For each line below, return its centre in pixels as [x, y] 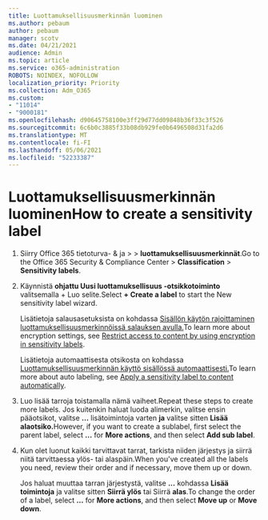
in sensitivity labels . [52, 344]
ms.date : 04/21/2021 [43, 46]
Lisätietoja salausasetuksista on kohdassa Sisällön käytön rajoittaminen [137, 319]
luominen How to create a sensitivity [131, 214]
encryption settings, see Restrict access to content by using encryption [138, 336]
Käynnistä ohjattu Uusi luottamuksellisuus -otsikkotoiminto [120, 286]
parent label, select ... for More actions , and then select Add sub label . [137, 435]
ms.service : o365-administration [64, 68]
